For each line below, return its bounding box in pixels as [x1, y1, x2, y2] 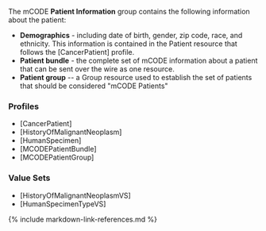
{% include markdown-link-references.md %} [8, 214, 157, 224]
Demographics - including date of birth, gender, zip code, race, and [19, 31, 243, 40]
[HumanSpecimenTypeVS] [19, 198, 106, 209]
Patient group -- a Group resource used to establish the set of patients [19, 73, 253, 82]
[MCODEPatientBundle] [19, 144, 97, 154]
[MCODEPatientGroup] [19, 152, 94, 162]
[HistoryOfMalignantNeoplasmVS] [19, 191, 131, 200]
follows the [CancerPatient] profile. [19, 48, 135, 56]
